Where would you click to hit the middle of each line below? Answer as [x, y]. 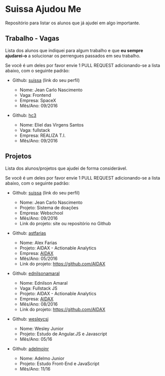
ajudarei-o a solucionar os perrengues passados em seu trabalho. [73, 56]
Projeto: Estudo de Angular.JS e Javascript [63, 334]
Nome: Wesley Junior [42, 328]
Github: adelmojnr [30, 349]
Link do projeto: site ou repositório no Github [65, 223]
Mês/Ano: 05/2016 [39, 258]
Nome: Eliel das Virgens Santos [52, 125]
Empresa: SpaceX [38, 100]
